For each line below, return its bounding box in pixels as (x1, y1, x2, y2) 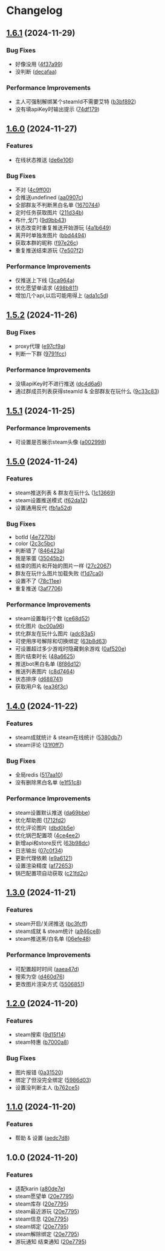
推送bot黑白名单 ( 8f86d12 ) (15, 660, 82, 668)
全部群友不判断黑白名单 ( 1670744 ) (15, 201, 100, 209)
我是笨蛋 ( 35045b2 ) (15, 555, 65, 562)
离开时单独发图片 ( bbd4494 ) (15, 231, 86, 239)
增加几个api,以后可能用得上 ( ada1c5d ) (15, 292, 109, 299)
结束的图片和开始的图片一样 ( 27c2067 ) (15, 562, 112, 569)
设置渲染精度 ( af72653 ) (15, 861, 74, 869)
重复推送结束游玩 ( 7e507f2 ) (15, 247, 84, 254)
